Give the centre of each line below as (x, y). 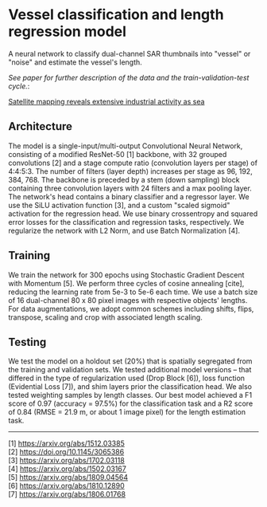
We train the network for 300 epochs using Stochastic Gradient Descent (126, 275)
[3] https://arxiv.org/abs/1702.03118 (66, 461)
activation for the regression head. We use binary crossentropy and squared (133, 214)
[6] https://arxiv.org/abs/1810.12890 (66, 486)
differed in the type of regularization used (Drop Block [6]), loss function (126, 378)
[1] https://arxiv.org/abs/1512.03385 (66, 443)
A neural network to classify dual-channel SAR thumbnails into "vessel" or (130, 53)
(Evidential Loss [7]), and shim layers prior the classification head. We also (130, 387)
